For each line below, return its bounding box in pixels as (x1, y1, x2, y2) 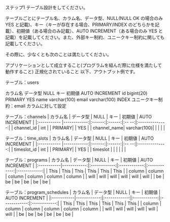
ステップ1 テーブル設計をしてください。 (5, 5, 88, 10)
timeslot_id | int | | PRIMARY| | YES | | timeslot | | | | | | (14, 146, 126, 152)
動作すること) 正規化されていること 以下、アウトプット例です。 (5, 69, 138, 75)
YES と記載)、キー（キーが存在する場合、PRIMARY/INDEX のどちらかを (5, 22, 155, 27)
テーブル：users (5, 79, 39, 85)
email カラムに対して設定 (14, 103, 67, 109)
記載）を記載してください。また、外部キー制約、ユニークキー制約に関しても (5, 35, 165, 40)
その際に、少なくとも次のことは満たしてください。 (5, 51, 112, 57)
